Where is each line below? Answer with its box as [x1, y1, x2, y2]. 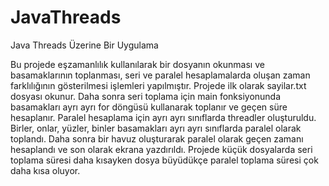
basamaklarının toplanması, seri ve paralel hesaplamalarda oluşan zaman [10, 69, 311, 81]
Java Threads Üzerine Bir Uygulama [10, 39, 159, 51]
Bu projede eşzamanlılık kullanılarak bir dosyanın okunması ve [10, 58, 265, 70]
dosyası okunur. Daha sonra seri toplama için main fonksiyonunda [10, 90, 282, 102]
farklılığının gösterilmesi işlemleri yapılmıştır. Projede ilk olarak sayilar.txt [10, 79, 307, 91]
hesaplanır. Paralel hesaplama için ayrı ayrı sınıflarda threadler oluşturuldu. [10, 111, 317, 123]
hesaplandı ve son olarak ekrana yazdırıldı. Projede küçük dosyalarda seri [10, 143, 313, 155]
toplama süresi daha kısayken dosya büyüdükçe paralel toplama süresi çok [10, 154, 319, 166]
